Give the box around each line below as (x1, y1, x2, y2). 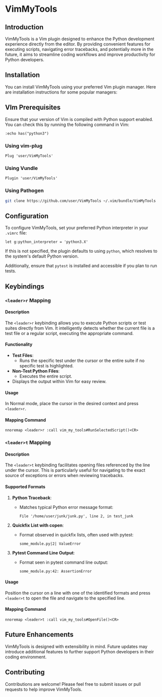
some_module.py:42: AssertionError (19, 569, 92, 574)
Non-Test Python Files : (12, 368, 60, 374)
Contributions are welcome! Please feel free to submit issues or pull (5, 681, 141, 687)
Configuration (5, 212, 49, 220)
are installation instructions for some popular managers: (5, 89, 118, 95)
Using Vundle (5, 165, 38, 171)
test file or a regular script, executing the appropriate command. (5, 330, 134, 336)
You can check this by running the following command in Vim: (5, 121, 129, 127)
